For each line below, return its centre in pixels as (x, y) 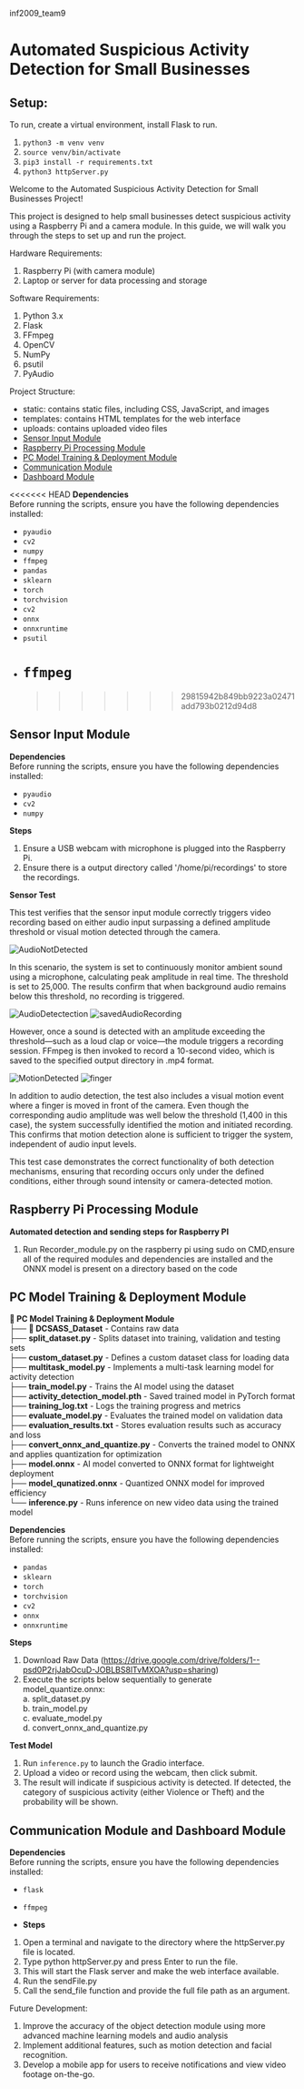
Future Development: (49, 2008)
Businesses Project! (46, 198)
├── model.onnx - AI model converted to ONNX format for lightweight (142, 1464)
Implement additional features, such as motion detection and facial (147, 2045)
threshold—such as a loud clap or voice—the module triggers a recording (147, 1040)
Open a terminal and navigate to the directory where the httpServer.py (154, 1942)
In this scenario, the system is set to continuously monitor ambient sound (146, 967)
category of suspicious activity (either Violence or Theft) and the (143, 1792)
